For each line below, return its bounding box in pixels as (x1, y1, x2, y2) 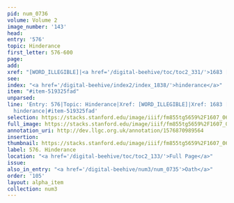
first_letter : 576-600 (7, 50, 73, 57)
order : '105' (7, 172, 45, 179)
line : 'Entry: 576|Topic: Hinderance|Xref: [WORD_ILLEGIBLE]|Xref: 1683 (7, 101, 223, 108)
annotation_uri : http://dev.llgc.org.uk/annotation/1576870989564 (7, 127, 204, 134)
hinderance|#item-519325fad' (13, 107, 98, 114)
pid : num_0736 (7, 10, 49, 17)
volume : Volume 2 (7, 17, 58, 24)
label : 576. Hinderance (7, 146, 77, 153)
